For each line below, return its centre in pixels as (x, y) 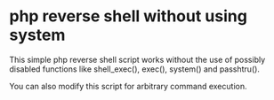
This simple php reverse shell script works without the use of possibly (137, 59)
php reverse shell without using (128, 16)
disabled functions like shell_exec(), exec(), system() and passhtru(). (135, 69)
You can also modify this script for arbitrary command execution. (128, 86)
